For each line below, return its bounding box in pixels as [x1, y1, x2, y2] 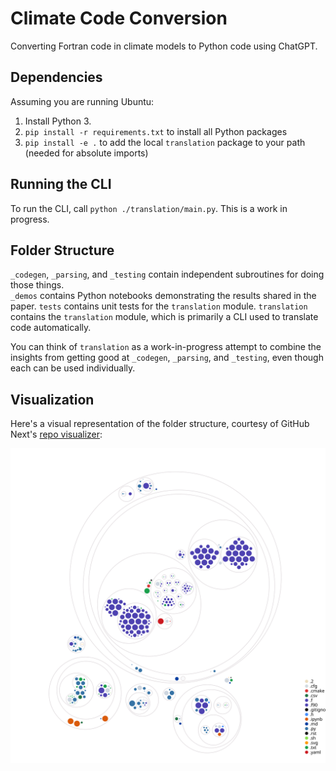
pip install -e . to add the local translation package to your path [24, 136, 306, 148]
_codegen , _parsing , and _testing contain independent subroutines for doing [10, 268, 325, 281]
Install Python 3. [24, 115, 92, 127]
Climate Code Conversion [10, 7, 228, 30]
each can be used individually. [10, 362, 136, 374]
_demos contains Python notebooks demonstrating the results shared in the [10, 290, 317, 302]
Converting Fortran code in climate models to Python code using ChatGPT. [10, 40, 318, 52]
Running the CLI [10, 176, 112, 193]
